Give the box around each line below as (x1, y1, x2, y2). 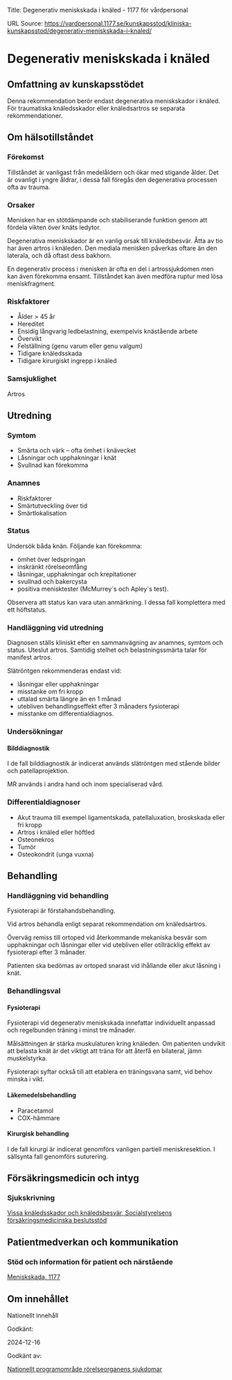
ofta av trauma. (7, 183, 51, 191)
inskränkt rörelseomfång (17, 563, 88, 571)
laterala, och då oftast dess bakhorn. (7, 251, 112, 259)
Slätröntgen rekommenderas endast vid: (7, 666, 122, 675)
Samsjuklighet (7, 374, 57, 384)
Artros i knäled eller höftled (17, 828, 95, 836)
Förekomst (7, 152, 44, 162)
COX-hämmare (17, 1113, 60, 1122)
